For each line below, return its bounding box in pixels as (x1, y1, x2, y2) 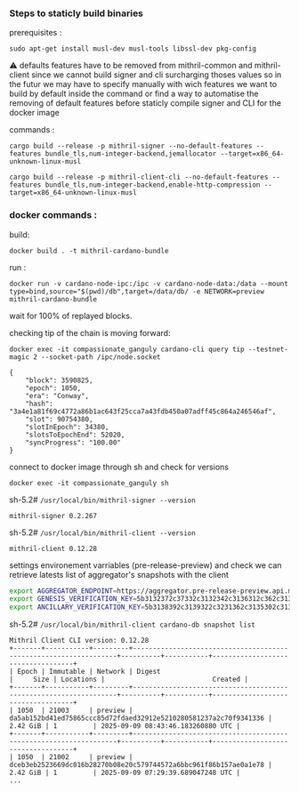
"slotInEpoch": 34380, (25, 422, 109, 431)
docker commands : (9, 209, 98, 221)
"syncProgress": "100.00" (25, 438, 122, 447)
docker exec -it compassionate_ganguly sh (9, 478, 169, 487)
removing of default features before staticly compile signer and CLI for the (9, 98, 282, 108)
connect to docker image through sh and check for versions (9, 461, 230, 472)
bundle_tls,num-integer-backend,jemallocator (44, 149, 217, 158)
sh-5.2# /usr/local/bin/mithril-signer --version (9, 494, 196, 505)
